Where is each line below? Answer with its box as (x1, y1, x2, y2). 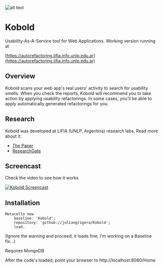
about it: (5, 133, 22, 139)
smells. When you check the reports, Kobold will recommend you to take (5, 90, 151, 96)
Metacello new (5, 212, 34, 217)
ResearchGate (12, 147, 41, 154)
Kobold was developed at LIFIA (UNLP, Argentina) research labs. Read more (5, 128, 158, 134)
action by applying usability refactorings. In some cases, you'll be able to (5, 96, 152, 101)
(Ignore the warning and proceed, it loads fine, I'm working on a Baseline (5, 233, 152, 239)
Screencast (5, 162, 41, 170)
